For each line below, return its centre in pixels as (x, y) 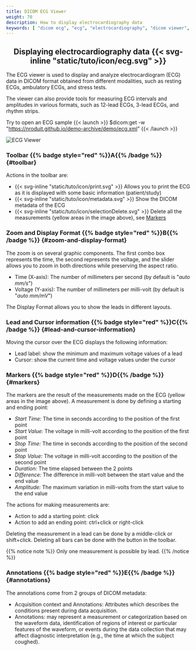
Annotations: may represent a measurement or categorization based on (101, 616)
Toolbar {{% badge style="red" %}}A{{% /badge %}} (84, 155)
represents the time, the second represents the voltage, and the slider (90, 259)
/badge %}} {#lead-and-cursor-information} (71, 329)
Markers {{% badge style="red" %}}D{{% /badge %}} (85, 374)
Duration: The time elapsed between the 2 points (73, 469)
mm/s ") (24, 283)
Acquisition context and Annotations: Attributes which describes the (97, 604)
